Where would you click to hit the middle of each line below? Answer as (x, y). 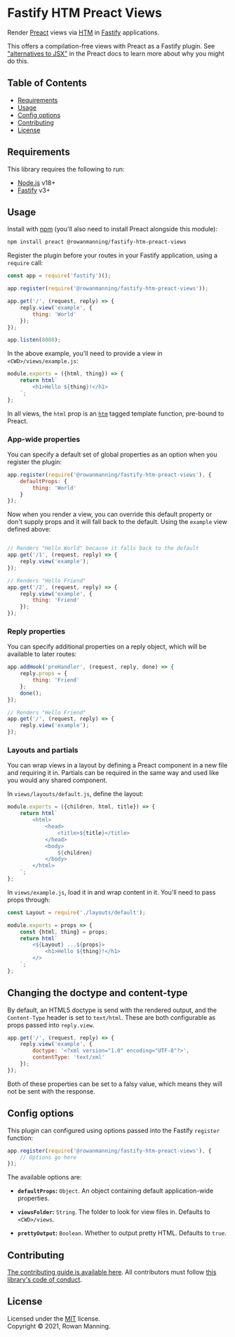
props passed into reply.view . (51, 1025)
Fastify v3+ (34, 190)
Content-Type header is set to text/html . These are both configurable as (112, 1017)
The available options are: (45, 1177)
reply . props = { (44, 674)
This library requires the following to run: (66, 169)
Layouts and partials (43, 750)
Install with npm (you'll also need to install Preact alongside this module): (112, 229)
